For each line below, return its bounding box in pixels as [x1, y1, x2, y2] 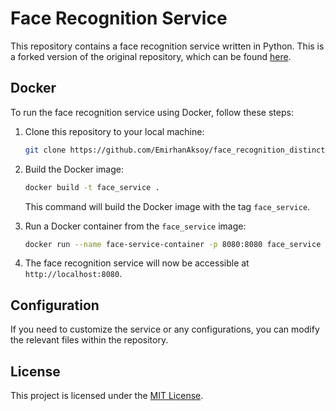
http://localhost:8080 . [24, 268, 123, 280]
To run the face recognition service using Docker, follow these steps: [10, 106, 294, 118]
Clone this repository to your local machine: [24, 125, 205, 137]
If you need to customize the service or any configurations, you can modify [10, 323, 320, 336]
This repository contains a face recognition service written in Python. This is [10, 40, 325, 52]
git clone [24, 145, 67, 155]
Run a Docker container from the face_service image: [24, 220, 247, 232]
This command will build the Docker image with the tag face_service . [24, 200, 311, 212]
